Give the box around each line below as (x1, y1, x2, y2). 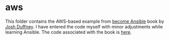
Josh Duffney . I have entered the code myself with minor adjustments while (5, 23, 163, 29)
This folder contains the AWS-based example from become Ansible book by (5, 18, 164, 24)
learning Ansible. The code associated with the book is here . (5, 29, 132, 35)
